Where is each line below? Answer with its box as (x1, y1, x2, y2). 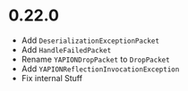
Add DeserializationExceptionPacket (21, 35, 160, 45)
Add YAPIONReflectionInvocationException (21, 63, 180, 74)
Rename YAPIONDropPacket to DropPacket (21, 54, 171, 64)
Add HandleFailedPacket (21, 44, 112, 54)
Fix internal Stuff (21, 72, 82, 83)
